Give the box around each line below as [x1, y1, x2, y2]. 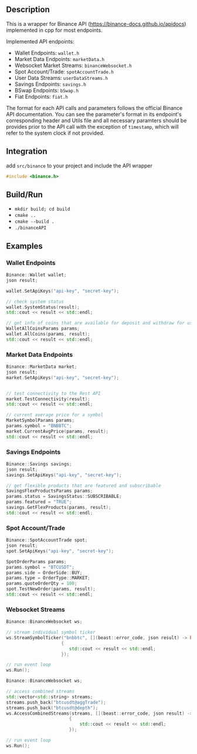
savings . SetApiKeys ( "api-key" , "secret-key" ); [6, 472, 122, 478]
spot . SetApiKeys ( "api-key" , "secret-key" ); [6, 548, 114, 554]
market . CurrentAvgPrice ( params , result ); [6, 428, 109, 434]
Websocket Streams [6, 605, 66, 614]
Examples [6, 241, 43, 251]
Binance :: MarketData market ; [6, 364, 77, 370]
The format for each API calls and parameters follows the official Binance [6, 104, 183, 111]
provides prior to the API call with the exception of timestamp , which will [6, 123, 179, 130]
